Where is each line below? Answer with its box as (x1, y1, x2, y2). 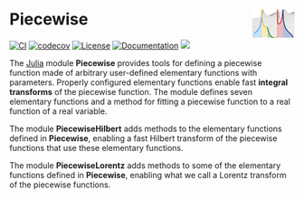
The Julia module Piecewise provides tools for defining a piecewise (9, 57, 262, 68)
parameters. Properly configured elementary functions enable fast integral (9, 77, 289, 88)
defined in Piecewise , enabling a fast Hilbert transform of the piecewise (9, 132, 278, 144)
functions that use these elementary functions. (9, 142, 184, 153)
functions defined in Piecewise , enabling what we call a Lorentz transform (9, 169, 287, 180)
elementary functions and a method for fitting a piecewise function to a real (9, 96, 291, 107)
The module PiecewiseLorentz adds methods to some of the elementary (9, 159, 281, 171)
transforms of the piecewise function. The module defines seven (9, 86, 253, 97)
